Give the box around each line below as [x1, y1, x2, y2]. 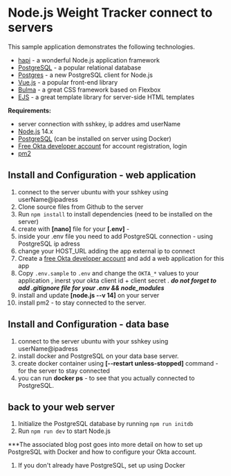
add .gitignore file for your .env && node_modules [17, 283, 165, 292]
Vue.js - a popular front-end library [17, 78, 118, 86]
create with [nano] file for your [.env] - [17, 224, 130, 233]
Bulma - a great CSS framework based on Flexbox [17, 85, 161, 94]
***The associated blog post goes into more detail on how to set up [8, 441, 203, 449]
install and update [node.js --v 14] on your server [17, 291, 160, 299]
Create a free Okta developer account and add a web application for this [17, 254, 224, 262]
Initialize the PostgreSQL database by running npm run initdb [17, 420, 194, 428]
